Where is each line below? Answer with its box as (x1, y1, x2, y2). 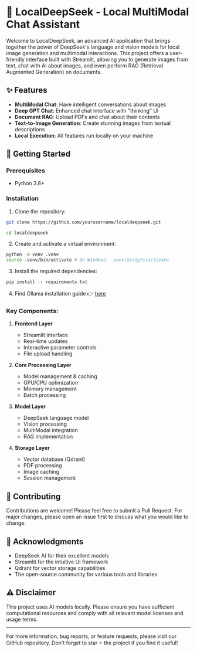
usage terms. (6, 616, 38, 623)
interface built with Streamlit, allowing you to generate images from (26, 56, 189, 63)
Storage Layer (14, 444, 50, 451)
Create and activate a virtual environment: (14, 240, 116, 247)
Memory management (23, 385, 77, 392)
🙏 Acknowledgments (6, 536, 84, 546)
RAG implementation (23, 433, 73, 440)
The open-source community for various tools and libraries (14, 571, 158, 578)
